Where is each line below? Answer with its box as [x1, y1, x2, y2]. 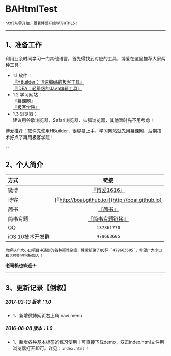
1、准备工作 [5, 41, 42, 49]
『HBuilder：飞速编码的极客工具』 [12, 78, 85, 85]
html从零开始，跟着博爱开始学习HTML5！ [5, 21, 79, 26]
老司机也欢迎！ [5, 262, 37, 268]
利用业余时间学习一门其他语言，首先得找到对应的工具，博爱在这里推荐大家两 [5, 55, 166, 61]
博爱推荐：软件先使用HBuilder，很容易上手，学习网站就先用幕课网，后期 [5, 128, 157, 134]
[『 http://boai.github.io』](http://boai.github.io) [54, 196, 162, 203]
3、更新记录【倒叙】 [5, 283, 70, 292]
